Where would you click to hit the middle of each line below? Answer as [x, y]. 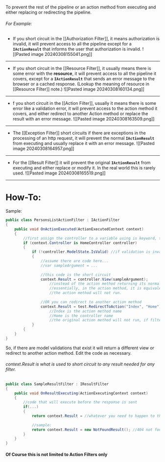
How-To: [23, 197]
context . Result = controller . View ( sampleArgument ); [94, 279]
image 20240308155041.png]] [62, 54]
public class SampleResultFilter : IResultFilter [57, 384]
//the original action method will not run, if [99, 320]
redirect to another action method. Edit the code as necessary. [69, 353]
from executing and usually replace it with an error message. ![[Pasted [83, 144]
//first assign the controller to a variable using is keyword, [90, 238]
